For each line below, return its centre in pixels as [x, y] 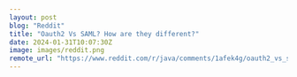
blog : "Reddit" [37, 26]
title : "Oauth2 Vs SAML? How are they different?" [104, 34]
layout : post [33, 17]
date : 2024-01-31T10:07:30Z [61, 42]
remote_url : [31, 58]
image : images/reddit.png [57, 50]
